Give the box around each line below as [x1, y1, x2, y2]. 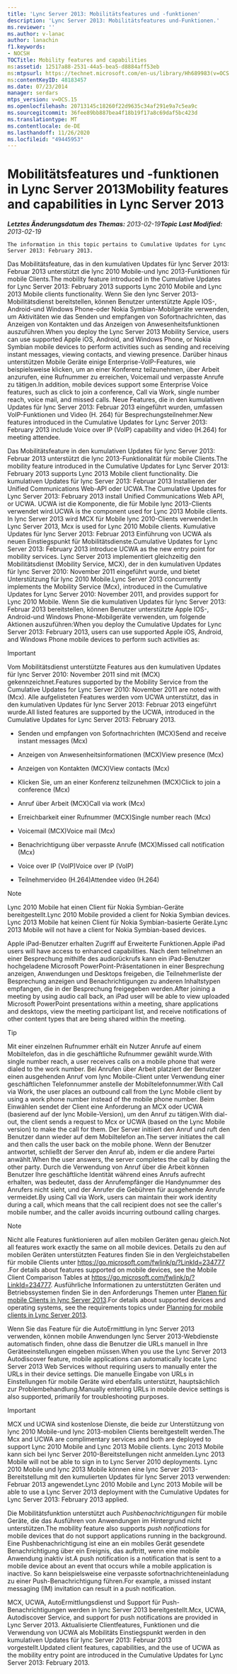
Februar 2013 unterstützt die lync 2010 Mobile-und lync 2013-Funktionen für [7, 267, 231, 276]
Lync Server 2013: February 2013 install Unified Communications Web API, [7, 492, 224, 501]
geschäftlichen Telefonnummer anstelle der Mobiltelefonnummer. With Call [7, 1080, 224, 1089]
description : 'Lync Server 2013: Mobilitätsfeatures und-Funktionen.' [7, 17, 220, 24]
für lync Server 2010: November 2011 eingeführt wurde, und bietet [7, 567, 200, 576]
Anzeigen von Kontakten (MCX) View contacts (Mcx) [17, 764, 170, 773]
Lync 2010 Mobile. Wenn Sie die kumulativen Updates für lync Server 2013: [7, 597, 226, 606]
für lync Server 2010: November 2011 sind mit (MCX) [7, 670, 161, 679]
